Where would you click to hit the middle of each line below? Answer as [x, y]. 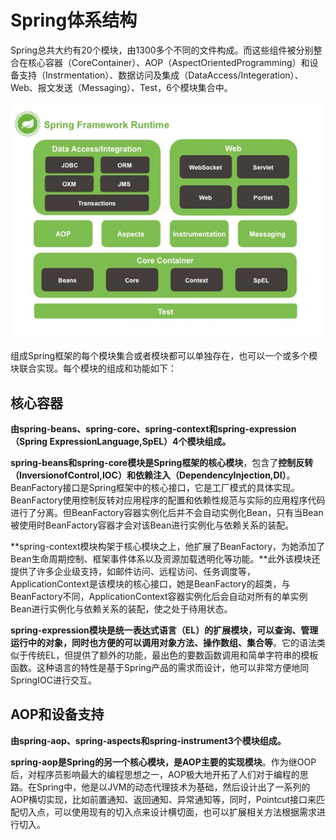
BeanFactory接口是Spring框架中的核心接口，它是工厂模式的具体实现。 [155, 487]
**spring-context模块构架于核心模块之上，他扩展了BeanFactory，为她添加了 [168, 546]
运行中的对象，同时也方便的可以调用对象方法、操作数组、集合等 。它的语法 [163, 642]
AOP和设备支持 [57, 714]
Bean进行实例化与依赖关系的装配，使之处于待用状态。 [121, 608]
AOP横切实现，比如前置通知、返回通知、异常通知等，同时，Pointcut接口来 [163, 799]
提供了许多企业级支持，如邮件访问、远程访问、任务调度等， [133, 571]
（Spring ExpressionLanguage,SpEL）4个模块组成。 [121, 441]
